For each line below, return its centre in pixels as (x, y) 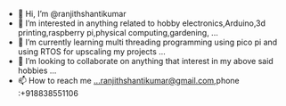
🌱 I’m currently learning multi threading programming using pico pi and (147, 42)
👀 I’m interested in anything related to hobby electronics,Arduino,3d (141, 23)
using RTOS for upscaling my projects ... (92, 52)
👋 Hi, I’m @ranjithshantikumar (72, 14)
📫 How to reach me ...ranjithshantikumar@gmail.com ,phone (129, 81)
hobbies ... (37, 70)
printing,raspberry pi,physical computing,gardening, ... (118, 33)
